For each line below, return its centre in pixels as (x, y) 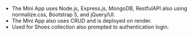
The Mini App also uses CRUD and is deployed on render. (82, 21)
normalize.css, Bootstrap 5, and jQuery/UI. (63, 15)
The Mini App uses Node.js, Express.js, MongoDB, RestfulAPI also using (99, 8)
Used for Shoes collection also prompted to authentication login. (90, 27)
